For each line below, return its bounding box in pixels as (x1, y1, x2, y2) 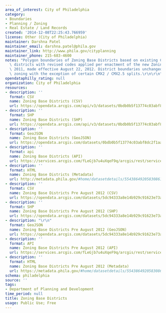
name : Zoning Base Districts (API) (9, 154, 83, 159)
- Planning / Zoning (5, 21, 48, 26)
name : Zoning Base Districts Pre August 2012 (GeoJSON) (9, 227, 127, 232)
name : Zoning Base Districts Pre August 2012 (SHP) (9, 209, 119, 214)
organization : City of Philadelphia (5, 80, 81, 85)
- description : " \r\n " (5, 218, 52, 223)
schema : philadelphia (5, 273, 50, 278)
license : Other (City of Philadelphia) (5, 35, 87, 40)
